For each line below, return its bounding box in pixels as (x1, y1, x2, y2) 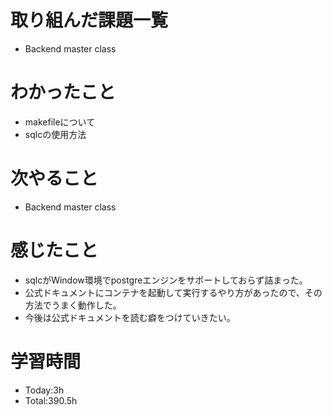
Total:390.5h (24, 394, 78, 406)
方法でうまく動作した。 (24, 299, 122, 311)
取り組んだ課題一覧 (10, 9, 169, 32)
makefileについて (24, 116, 96, 128)
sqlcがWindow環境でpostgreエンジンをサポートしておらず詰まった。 (24, 274, 308, 286)
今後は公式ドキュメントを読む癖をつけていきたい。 (24, 311, 236, 323)
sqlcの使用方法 (24, 128, 87, 140)
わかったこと (10, 81, 117, 104)
